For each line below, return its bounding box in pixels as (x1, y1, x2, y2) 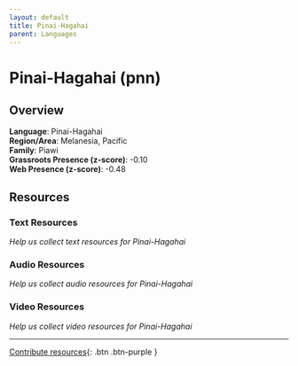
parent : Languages (9, 29, 77, 38)
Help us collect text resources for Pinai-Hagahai (9, 237, 186, 247)
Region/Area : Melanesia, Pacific (9, 136, 128, 146)
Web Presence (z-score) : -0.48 (9, 164, 126, 175)
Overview (9, 103, 65, 118)
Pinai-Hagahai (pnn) (9, 67, 161, 88)
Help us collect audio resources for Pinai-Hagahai (9, 278, 193, 289)
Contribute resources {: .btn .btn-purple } (9, 347, 158, 357)
